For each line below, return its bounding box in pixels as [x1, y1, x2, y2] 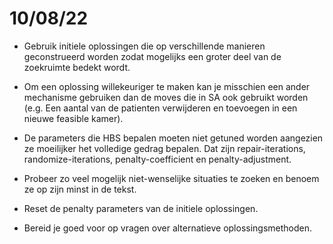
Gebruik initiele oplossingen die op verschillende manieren [23, 40, 266, 52]
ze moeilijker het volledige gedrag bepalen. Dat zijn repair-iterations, [23, 142, 306, 154]
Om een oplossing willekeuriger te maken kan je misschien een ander [23, 80, 311, 92]
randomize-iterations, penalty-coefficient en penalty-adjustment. [23, 153, 292, 165]
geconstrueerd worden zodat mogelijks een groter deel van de [23, 50, 282, 62]
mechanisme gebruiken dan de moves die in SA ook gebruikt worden [23, 91, 309, 103]
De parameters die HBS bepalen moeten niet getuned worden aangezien [23, 132, 324, 144]
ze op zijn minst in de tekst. [23, 183, 137, 195]
